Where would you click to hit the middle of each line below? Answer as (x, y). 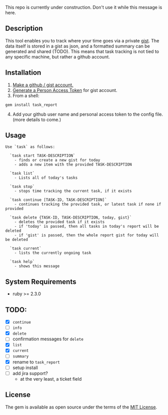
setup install (25, 368)
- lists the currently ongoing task (53, 253)
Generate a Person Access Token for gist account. (65, 90)
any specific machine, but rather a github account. (58, 57)
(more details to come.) (37, 119)
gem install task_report (31, 105)
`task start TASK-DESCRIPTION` (43, 156)
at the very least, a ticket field (51, 379)
